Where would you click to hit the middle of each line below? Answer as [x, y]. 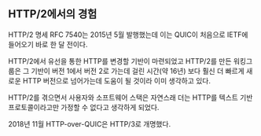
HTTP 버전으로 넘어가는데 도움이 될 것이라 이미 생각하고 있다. [116, 80]
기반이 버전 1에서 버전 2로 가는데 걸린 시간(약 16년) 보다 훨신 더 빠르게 [138, 71]
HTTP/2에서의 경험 [53, 14]
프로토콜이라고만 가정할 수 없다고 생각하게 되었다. [84, 107]
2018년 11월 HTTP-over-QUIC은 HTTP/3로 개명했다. [90, 123]
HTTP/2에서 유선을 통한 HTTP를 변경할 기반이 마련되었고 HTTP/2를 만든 [120, 61]
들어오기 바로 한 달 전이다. [48, 44]
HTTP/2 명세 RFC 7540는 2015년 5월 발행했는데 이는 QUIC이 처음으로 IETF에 [128, 35]
